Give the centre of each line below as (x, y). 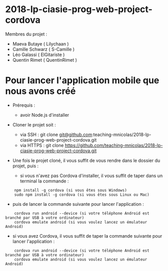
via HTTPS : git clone (42, 145)
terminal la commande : (44, 181)
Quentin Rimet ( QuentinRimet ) (45, 60)
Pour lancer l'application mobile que (82, 81)
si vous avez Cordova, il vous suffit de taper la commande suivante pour (87, 236)
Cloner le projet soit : (34, 124)
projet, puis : (25, 166)
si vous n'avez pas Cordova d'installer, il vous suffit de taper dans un (91, 175)
